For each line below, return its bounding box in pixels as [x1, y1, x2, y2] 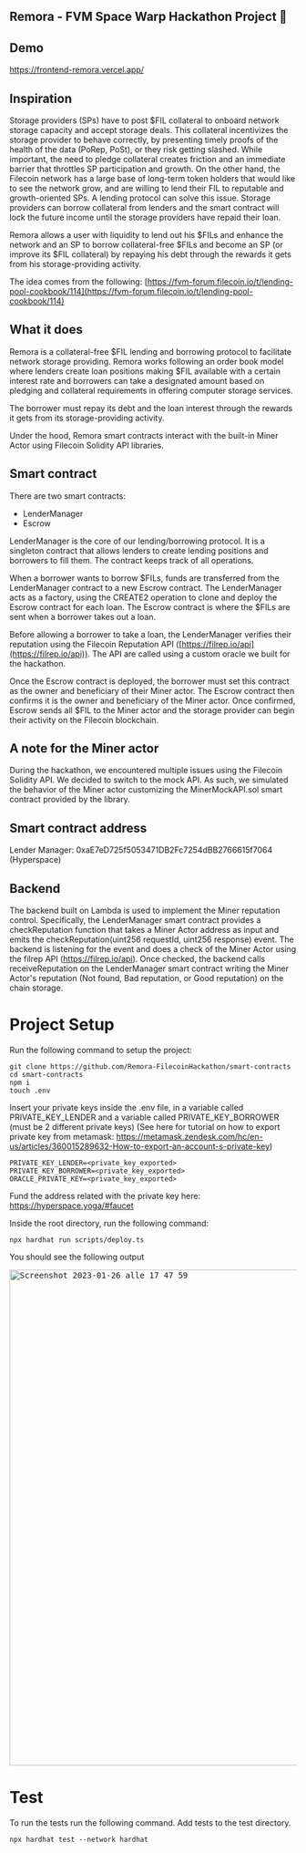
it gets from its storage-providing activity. [9, 412, 165, 423]
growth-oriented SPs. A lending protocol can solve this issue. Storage [9, 192, 271, 203]
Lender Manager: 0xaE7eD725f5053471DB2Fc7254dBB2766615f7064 [9, 844, 273, 855]
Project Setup [9, 1014, 116, 1035]
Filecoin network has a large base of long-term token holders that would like [9, 173, 296, 184]
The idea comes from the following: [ [9, 276, 148, 287]
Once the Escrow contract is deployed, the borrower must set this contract [9, 676, 290, 687]
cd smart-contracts [9, 1071, 84, 1080]
